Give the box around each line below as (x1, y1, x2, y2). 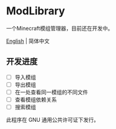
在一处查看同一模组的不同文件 (14, 88, 88, 96)
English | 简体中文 (6, 37, 50, 44)
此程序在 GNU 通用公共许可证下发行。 (6, 116, 99, 124)
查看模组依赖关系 (14, 96, 57, 103)
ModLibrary (6, 4, 65, 18)
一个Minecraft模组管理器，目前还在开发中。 (6, 24, 113, 32)
